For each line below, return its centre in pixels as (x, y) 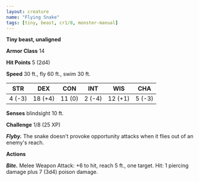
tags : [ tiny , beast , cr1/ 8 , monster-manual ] (62, 23)
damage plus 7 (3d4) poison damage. (52, 172)
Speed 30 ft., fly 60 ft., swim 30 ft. (48, 74)
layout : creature (28, 12)
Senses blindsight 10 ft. (35, 113)
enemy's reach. (25, 142)
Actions (16, 154)
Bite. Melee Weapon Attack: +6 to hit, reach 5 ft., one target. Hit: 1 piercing (97, 166)
